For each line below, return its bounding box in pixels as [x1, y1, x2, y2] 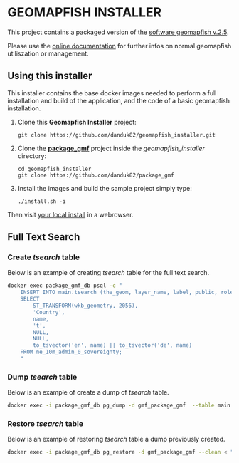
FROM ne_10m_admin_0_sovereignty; [20, 348, 122, 356]
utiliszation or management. [7, 49, 89, 58]
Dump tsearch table [7, 372, 78, 382]
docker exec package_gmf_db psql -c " [7, 282, 122, 289]
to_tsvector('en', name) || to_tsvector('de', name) [33, 342, 193, 349]
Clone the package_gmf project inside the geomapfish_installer [17, 144, 205, 152]
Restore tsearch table [7, 419, 84, 429]
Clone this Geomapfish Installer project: [17, 118, 137, 126]
